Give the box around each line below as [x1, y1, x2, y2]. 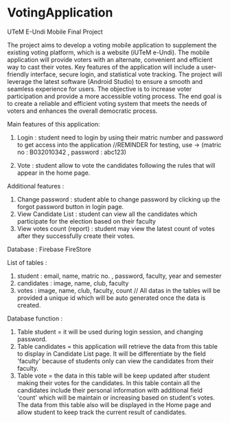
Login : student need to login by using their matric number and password [16, 133, 223, 142]
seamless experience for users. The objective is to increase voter [7, 85, 192, 93]
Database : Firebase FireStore [7, 245, 91, 253]
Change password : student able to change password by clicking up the [16, 195, 221, 204]
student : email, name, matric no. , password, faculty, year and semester [16, 272, 222, 280]
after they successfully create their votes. [16, 232, 135, 240]
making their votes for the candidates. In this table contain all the [16, 378, 200, 387]
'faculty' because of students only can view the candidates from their [16, 356, 214, 365]
